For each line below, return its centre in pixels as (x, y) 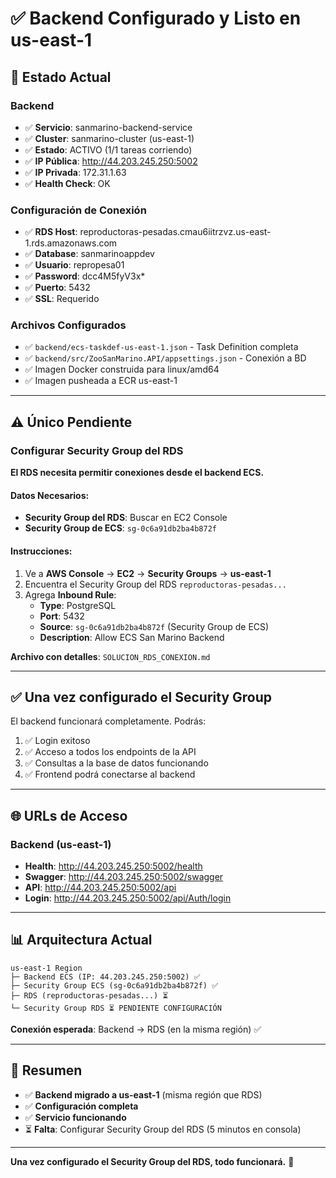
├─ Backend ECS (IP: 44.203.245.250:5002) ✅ (105, 977)
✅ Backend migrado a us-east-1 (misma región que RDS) (143, 1094)
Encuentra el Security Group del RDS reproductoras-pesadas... (155, 584)
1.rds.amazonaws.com (71, 243)
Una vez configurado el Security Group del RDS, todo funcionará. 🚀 (152, 1161)
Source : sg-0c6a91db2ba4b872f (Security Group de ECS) (154, 626)
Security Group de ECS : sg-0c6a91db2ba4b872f (120, 528)
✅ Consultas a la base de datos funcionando (116, 763)
